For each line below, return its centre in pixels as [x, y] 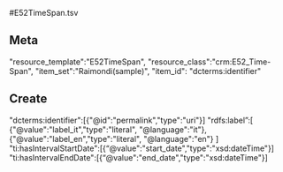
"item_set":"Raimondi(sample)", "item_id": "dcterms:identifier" [148, 71]
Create [28, 99]
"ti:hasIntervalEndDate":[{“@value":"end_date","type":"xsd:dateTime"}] [138, 157]
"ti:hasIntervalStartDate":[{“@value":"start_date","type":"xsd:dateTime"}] [141, 148]
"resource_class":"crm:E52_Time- [209, 62]
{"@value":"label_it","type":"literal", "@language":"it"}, [108, 129]
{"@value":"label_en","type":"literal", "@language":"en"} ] [114, 138]
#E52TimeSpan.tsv [44, 13]
